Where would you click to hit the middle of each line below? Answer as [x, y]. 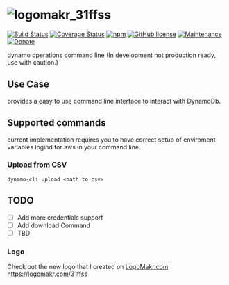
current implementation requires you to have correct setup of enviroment [112, 140]
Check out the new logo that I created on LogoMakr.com [88, 267]
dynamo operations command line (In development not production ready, [112, 55]
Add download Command [54, 225]
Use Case [28, 84]
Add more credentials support [60, 217]
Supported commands [57, 123]
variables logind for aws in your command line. [74, 147]
